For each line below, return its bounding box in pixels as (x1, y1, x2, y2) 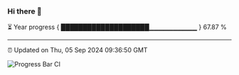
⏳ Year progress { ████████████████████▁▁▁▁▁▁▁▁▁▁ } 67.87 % (7, 23, 228, 31)
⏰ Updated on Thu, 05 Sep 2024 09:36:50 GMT (7, 46, 148, 54)
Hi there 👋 (7, 6, 43, 16)
